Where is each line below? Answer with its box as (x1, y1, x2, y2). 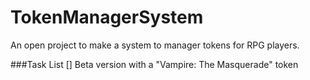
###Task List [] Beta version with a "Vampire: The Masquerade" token (10, 58, 299, 70)
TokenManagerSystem (10, 6, 204, 29)
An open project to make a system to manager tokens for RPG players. (10, 39, 300, 51)
